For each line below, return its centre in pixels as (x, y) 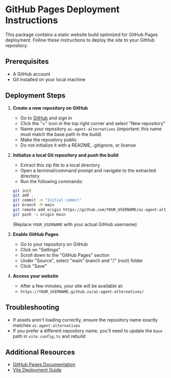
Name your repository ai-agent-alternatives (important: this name (91, 129)
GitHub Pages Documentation (44, 365)
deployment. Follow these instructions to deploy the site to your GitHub (80, 40)
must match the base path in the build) (61, 134)
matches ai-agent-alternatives (46, 325)
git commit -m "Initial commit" (47, 200)
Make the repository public (48, 140)
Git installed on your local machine (49, 79)
